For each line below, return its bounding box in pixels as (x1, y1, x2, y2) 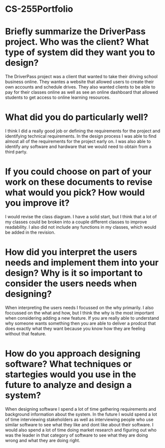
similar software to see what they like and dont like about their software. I (5, 421, 154, 427)
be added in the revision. (5, 230, 56, 235)
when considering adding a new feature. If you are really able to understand (5, 315, 159, 321)
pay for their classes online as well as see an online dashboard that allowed (5, 90, 159, 95)
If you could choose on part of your (5, 166, 152, 178)
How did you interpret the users (5, 247, 137, 258)
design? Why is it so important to (5, 268, 143, 279)
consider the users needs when (5, 278, 137, 289)
